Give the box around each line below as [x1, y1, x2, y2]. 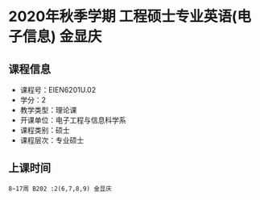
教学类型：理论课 [19, 106, 77, 115]
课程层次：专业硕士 [19, 135, 85, 145]
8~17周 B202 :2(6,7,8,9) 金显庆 [8, 185, 113, 193]
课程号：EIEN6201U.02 [19, 85, 97, 94]
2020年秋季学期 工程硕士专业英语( [8, 7, 237, 26]
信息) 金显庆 [23, 27, 102, 46]
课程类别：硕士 [19, 126, 70, 135]
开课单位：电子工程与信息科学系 [19, 115, 126, 125]
